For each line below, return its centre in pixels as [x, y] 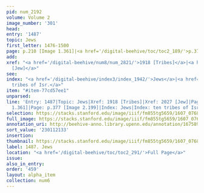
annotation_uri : [27, 125]
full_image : [21, 119]
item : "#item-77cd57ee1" [38, 91]
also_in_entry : [25, 164]
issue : [15, 158]
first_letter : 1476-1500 [38, 46]
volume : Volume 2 [28, 18]
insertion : [20, 136]
